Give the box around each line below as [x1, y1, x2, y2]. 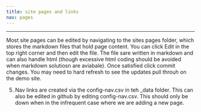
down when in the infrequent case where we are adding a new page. [14, 99, 184, 106]
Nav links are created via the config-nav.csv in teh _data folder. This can [14, 86, 193, 93]
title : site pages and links [6, 8, 79, 15]
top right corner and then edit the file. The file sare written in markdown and [6, 49, 193, 56]
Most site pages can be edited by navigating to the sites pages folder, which [6, 37, 194, 44]
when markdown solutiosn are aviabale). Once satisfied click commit [6, 62, 175, 69]
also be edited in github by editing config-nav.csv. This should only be [14, 92, 188, 99]
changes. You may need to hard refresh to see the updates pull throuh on [6, 68, 187, 75]
